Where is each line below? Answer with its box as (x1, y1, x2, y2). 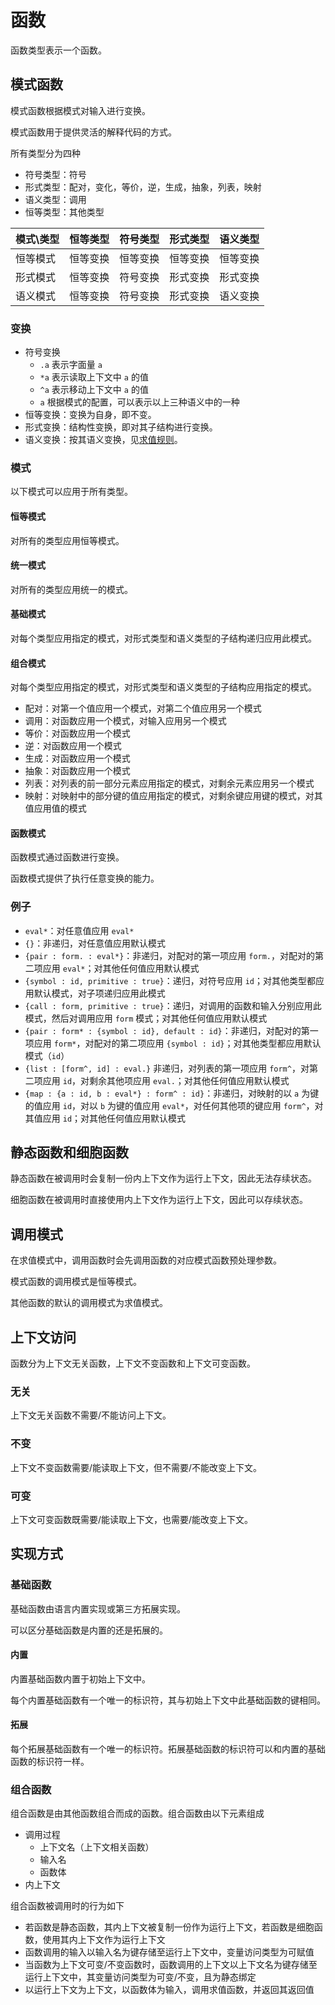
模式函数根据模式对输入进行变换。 (10, 104, 151, 116)
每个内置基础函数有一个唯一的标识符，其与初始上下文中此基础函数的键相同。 (10, 1694, 326, 1706)
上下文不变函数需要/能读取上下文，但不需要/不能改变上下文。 (10, 1461, 263, 1473)
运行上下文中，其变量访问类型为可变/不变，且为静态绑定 (24, 1971, 257, 1983)
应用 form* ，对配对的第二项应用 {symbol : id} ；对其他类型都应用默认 (33, 1037, 322, 1049)
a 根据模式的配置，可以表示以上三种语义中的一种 (39, 396, 240, 408)
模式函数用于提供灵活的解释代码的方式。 (10, 126, 177, 138)
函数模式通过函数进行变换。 (10, 851, 125, 863)
